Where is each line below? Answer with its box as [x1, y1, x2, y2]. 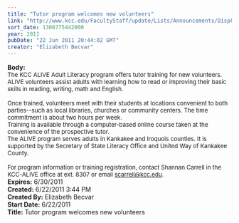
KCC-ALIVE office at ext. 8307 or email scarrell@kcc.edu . [7, 170, 164, 178]
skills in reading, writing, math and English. [7, 85, 124, 93]
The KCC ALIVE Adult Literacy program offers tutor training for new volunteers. [7, 71, 223, 78]
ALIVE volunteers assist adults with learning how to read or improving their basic [7, 78, 227, 85]
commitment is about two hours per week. [7, 113, 122, 121]
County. [7, 149, 29, 157]
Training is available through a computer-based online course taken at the [7, 120, 208, 128]
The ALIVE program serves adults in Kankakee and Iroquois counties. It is [7, 135, 208, 142]
